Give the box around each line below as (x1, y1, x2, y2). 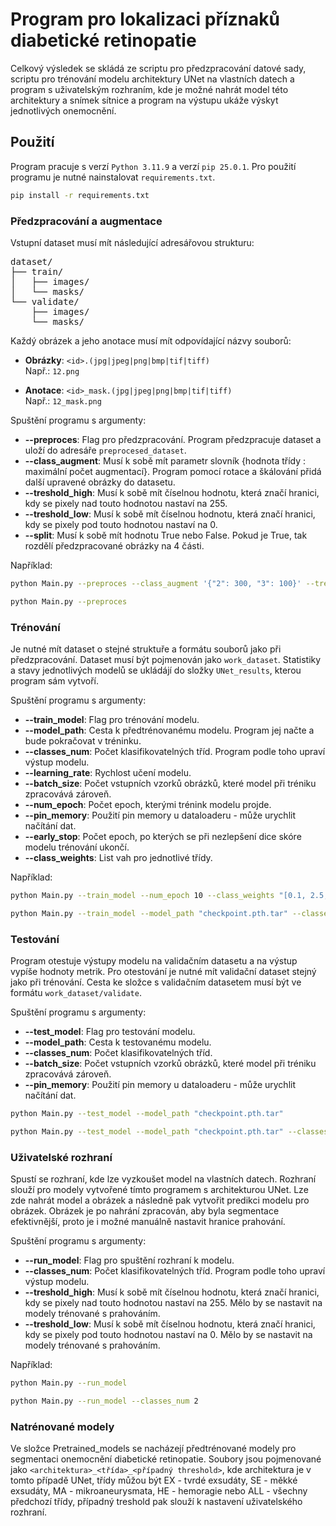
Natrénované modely (10, 1419, 115, 1433)
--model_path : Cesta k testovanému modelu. (24, 1036, 212, 1048)
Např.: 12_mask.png (24, 394, 102, 407)
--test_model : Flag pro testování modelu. (24, 1026, 196, 1038)
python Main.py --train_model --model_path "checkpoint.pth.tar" (10, 908, 288, 918)
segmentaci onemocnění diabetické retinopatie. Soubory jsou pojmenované (10, 1453, 322, 1465)
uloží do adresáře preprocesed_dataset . (24, 444, 187, 456)
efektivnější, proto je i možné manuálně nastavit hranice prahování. (10, 1216, 286, 1228)
